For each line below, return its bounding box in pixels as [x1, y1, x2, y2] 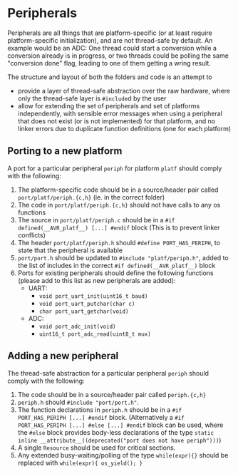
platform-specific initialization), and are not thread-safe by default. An [7, 36, 213, 44]
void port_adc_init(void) [38, 323, 116, 330]
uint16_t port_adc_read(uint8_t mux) [38, 330, 151, 338]
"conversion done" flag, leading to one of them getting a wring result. [7, 58, 212, 67]
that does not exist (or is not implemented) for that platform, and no [17, 116, 216, 125]
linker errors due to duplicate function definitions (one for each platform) [17, 124, 232, 133]
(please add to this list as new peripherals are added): [17, 276, 176, 284]
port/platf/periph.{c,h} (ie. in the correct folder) [17, 192, 165, 201]
